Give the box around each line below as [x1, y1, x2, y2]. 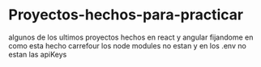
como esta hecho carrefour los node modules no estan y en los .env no [8, 40, 247, 50]
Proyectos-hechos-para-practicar [8, 6, 244, 24]
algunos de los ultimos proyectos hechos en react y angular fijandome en [8, 32, 254, 42]
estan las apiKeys [8, 49, 67, 59]
